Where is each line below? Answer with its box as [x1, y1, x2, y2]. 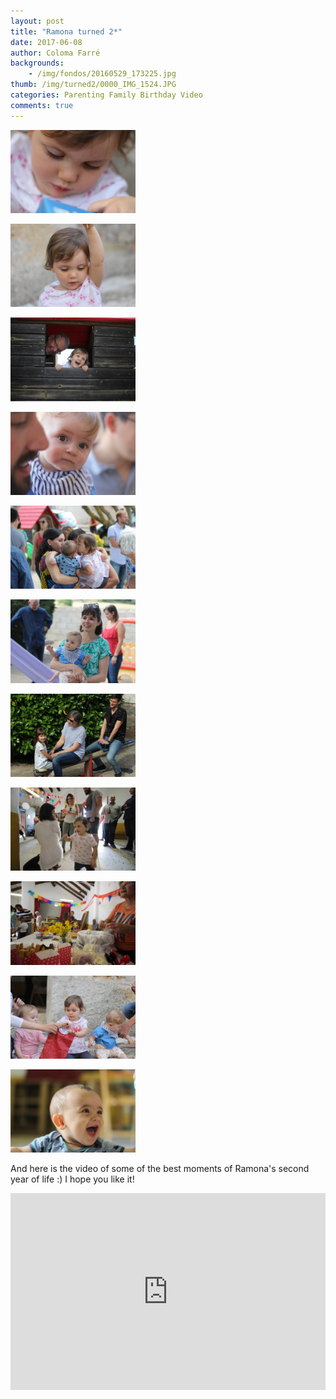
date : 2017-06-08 [10, 37, 83, 47]
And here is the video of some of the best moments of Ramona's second [10, 1163, 310, 1175]
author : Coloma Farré [10, 48, 101, 58]
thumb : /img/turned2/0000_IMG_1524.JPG [10, 80, 177, 90]
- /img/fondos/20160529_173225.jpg [28, 69, 177, 79]
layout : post [10, 16, 65, 26]
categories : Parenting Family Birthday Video [10, 90, 203, 100]
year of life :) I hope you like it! [10, 1173, 135, 1185]
